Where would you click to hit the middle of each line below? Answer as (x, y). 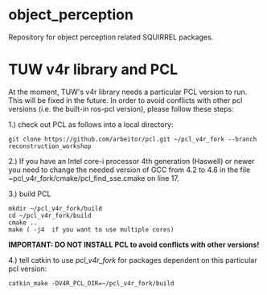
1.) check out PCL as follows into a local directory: (91, 124)
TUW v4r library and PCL (93, 70)
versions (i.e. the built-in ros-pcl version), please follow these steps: (121, 109)
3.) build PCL (30, 194)
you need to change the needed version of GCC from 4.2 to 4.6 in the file (129, 170)
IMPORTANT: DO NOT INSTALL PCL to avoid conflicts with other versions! (134, 244)
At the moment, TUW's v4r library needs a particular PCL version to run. (128, 92)
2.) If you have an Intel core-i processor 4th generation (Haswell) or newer (131, 161)
